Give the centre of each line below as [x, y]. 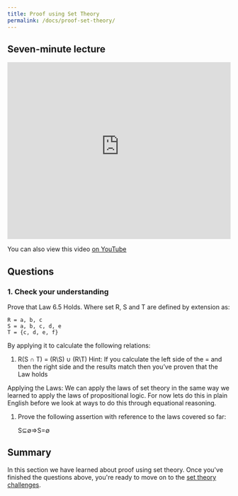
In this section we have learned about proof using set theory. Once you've [115, 469]
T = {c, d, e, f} [33, 333]
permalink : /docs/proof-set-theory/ [61, 21]
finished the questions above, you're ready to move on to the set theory [112, 477]
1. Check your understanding [58, 292]
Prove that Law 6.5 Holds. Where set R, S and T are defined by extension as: [119, 307]
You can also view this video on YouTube [67, 249]
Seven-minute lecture [57, 49]
